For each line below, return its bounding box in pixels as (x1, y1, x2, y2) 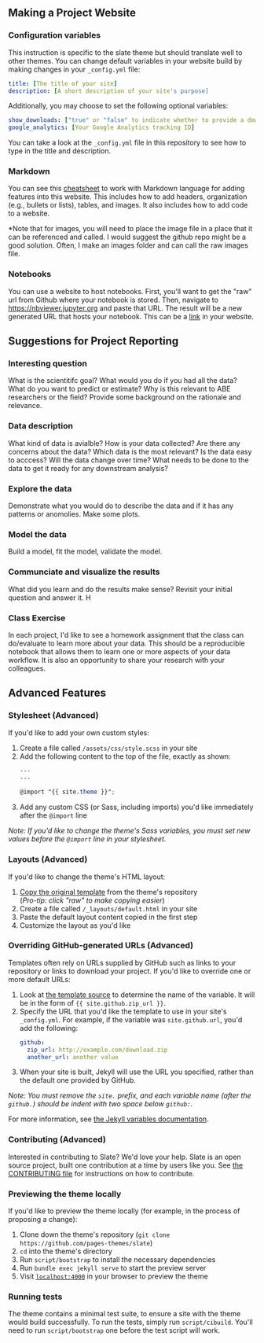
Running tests (8, 1291, 63, 1302)
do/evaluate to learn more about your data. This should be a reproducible (8, 638, 245, 648)
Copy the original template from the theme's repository (19, 887, 198, 896)
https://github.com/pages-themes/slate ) (19, 1238, 153, 1248)
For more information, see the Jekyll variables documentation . (8, 1114, 210, 1124)
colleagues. (8, 664, 46, 673)
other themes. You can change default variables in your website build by (8, 56, 243, 65)
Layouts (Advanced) (8, 854, 88, 865)
